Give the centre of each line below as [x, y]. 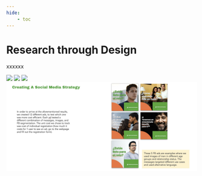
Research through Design [72, 50]
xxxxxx [15, 67]
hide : [13, 13]
